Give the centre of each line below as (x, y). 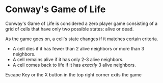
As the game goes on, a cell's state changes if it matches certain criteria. (82, 39)
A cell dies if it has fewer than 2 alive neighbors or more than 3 (78, 48)
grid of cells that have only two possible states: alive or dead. (70, 29)
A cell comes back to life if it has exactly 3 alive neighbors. (74, 65)
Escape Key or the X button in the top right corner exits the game (73, 74)
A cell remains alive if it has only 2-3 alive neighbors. (68, 59)
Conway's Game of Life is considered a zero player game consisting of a (81, 23)
